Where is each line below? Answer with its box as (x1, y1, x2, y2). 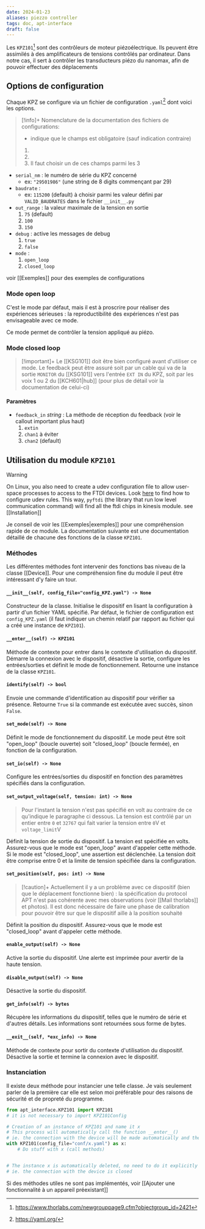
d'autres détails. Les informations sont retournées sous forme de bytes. (6, 1020, 186, 1027)
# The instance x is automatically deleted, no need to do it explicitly (6, 1162, 198, 1168)
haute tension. (6, 961, 43, 968)
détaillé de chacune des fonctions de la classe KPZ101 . (6, 533, 142, 541)
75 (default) (24, 210, 53, 218)
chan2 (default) (24, 437, 62, 445)
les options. (6, 105, 35, 112)
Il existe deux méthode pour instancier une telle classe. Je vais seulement (6, 1082, 192, 1089)
